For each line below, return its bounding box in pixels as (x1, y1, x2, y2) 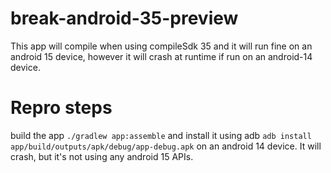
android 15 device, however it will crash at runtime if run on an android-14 (10, 50, 313, 62)
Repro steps (10, 97, 113, 119)
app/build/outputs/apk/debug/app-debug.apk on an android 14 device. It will (10, 140, 322, 152)
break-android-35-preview (10, 7, 239, 30)
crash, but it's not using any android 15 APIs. (10, 150, 194, 162)
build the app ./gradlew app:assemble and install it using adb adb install (10, 129, 312, 141)
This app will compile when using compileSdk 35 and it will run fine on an (10, 40, 313, 52)
